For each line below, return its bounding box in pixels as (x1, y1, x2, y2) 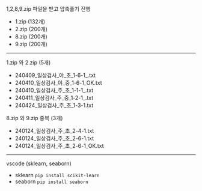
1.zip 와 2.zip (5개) (6, 59, 51, 66)
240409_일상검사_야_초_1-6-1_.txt (14, 71, 96, 79)
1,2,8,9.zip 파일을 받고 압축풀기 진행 (6, 5, 91, 12)
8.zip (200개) (14, 33, 48, 40)
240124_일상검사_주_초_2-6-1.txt (14, 135, 94, 142)
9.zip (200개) (14, 41, 48, 47)
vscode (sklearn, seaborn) (6, 160, 72, 167)
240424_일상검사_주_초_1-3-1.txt (14, 102, 94, 109)
